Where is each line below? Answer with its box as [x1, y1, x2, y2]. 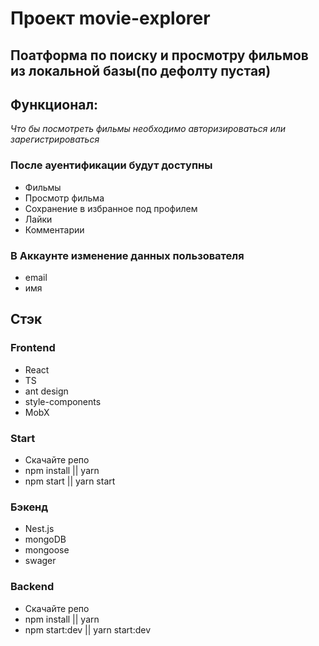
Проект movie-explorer [10, 7, 211, 30]
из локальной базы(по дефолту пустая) [10, 62, 272, 79]
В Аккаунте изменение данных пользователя [10, 248, 245, 262]
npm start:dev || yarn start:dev [24, 623, 152, 636]
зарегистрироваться [10, 133, 100, 146]
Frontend [10, 341, 56, 355]
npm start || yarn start [24, 475, 116, 487]
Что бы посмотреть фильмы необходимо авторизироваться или [10, 123, 287, 135]
